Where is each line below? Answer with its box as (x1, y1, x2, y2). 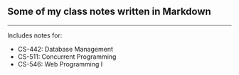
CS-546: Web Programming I (17, 59, 103, 68)
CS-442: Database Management (17, 45, 114, 53)
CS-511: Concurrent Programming (17, 52, 117, 61)
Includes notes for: (7, 31, 63, 40)
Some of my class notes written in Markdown (7, 6, 211, 18)
